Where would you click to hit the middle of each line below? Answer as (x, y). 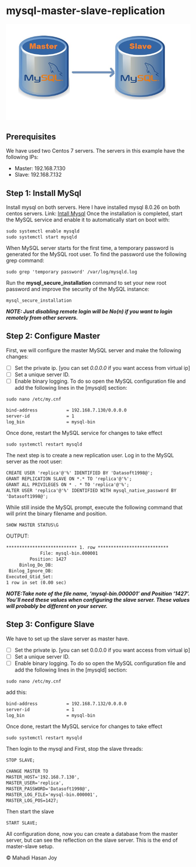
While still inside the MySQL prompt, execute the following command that (94, 507)
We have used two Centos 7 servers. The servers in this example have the (95, 151)
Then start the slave (30, 812)
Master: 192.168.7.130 (40, 168)
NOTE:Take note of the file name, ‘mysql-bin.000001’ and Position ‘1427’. (98, 593)
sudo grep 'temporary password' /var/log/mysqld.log (72, 272)
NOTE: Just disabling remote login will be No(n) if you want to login (89, 312)
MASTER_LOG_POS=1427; (32, 801)
